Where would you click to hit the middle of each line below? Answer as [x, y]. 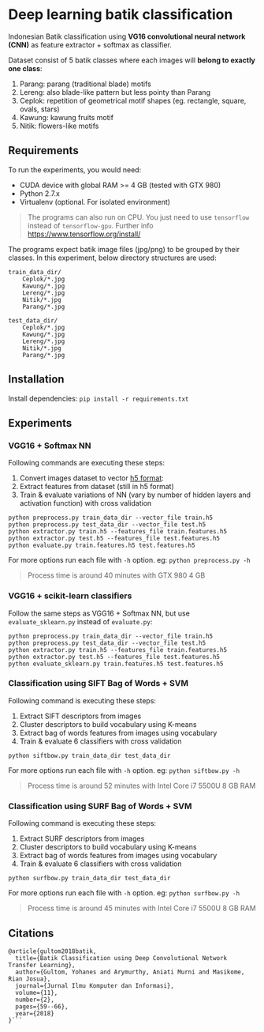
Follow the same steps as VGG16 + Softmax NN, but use [99, 613]
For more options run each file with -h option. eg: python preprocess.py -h [129, 560]
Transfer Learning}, [42, 965]
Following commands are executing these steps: [87, 463]
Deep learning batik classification [121, 15]
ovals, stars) [39, 109]
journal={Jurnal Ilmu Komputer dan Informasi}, [95, 985]
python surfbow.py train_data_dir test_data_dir [89, 879]
